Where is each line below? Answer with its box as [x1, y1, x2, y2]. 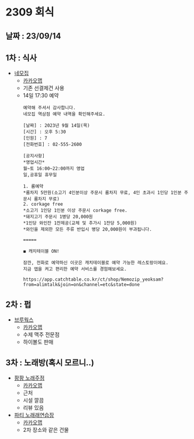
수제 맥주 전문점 [22, 331, 60, 338]
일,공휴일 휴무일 [22, 172, 57, 178]
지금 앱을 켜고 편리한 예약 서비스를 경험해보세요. [22, 266, 127, 272]
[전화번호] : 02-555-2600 [22, 142, 82, 148]
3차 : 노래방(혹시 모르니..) [5, 357, 95, 368]
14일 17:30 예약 [22, 92, 59, 99]
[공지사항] [22, 153, 45, 159]
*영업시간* [22, 160, 45, 166]
